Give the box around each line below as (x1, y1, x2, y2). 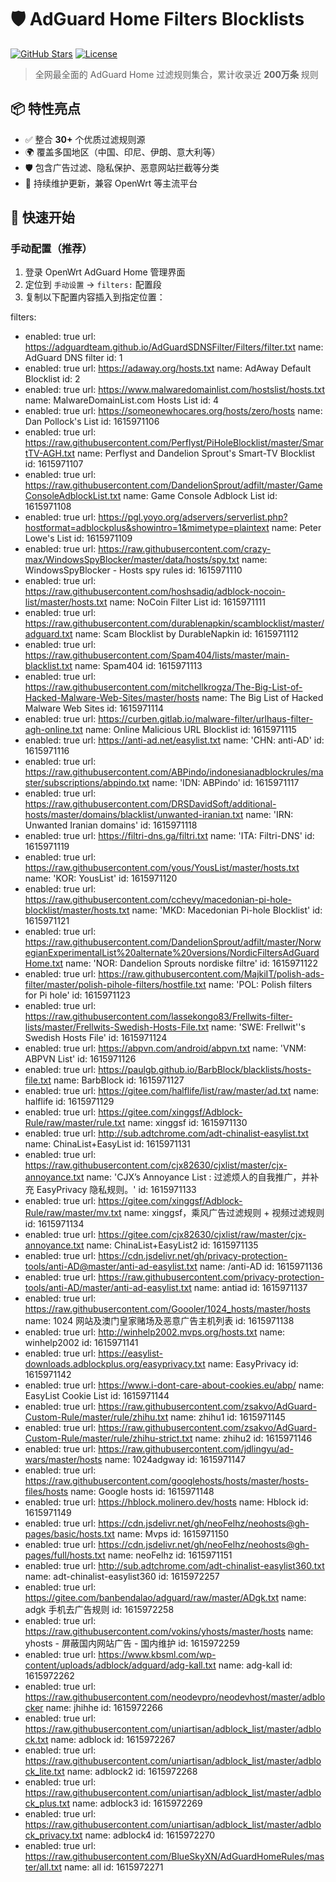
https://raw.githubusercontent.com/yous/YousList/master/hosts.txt (24, 862, 300, 874)
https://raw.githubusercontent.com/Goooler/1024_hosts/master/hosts (24, 1303, 311, 1315)
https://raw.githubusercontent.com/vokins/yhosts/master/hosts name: (24, 1626, 314, 1638)
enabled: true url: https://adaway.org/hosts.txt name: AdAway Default (24, 362, 312, 375)
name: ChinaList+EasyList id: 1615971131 (24, 1138, 191, 1150)
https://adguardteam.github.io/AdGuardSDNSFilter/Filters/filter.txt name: (24, 341, 324, 353)
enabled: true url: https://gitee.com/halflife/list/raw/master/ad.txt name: (24, 1085, 320, 1097)
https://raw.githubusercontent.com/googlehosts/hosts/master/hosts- (24, 1475, 310, 1487)
